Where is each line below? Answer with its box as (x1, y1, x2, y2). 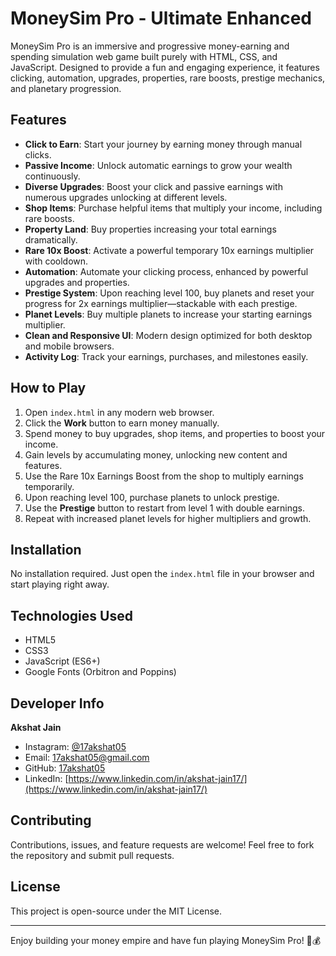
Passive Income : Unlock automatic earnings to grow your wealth (24, 159, 293, 171)
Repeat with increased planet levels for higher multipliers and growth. (24, 512, 312, 524)
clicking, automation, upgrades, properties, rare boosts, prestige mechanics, (10, 72, 326, 84)
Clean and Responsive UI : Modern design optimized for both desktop (24, 329, 313, 341)
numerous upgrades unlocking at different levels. (24, 191, 228, 203)
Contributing (10, 812, 92, 829)
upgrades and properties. (24, 276, 130, 288)
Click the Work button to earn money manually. (24, 417, 220, 429)
